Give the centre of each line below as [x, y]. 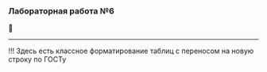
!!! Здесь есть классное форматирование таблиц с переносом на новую [131, 51]
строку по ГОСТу [37, 59]
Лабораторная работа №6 [62, 11]
